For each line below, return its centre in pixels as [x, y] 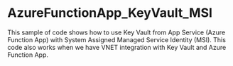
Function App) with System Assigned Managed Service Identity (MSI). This [116, 39]
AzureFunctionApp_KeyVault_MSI [110, 13]
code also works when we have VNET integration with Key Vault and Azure [117, 47]
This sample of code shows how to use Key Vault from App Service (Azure [116, 32]
